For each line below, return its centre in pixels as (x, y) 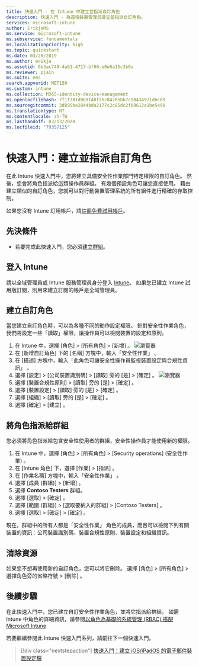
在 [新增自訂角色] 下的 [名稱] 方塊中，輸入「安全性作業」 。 (87, 353)
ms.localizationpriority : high (45, 45)
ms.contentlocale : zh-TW (37, 116)
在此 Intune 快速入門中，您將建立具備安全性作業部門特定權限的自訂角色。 (96, 176)
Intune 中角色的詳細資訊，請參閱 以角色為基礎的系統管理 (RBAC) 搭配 (90, 619)
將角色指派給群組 (37, 425)
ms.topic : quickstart (33, 50)
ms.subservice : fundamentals (42, 39)
